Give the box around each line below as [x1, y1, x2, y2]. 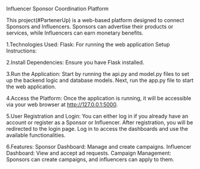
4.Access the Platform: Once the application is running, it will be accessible [6, 95, 192, 102]
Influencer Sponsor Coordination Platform [6, 5, 109, 12]
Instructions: [6, 47, 37, 54]
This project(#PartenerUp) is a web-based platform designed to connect [6, 17, 184, 23]
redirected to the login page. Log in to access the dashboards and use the [6, 125, 188, 132]
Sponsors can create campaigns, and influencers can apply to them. [6, 156, 174, 163]
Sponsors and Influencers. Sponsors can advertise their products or [6, 23, 174, 30]
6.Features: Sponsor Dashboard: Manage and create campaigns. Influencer [6, 143, 192, 150]
